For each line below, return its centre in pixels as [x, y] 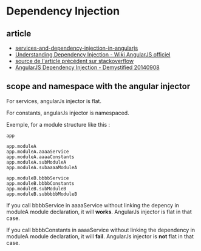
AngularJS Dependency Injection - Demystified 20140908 [87, 67]
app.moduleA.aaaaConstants [40, 157]
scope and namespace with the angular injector [98, 86]
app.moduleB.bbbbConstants [40, 183]
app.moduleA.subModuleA [36, 162]
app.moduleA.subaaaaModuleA [42, 167]
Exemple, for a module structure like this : [58, 124]
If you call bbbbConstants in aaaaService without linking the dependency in [101, 230]
